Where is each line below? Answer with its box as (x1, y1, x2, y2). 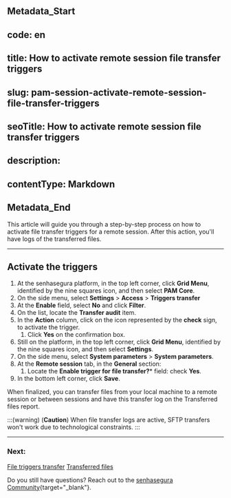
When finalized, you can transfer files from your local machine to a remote (7, 388, 218, 396)
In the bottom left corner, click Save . (16, 375, 120, 383)
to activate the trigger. (16, 323, 80, 331)
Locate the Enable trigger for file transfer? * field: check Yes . (27, 367, 201, 375)
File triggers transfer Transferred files (7, 462, 113, 470)
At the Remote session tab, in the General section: (16, 360, 162, 368)
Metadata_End (7, 202, 71, 214)
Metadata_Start (7, 6, 76, 17)
